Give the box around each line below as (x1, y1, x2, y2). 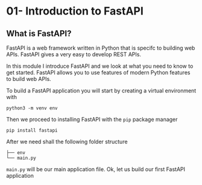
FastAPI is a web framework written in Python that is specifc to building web (6, 44, 195, 51)
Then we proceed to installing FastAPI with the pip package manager (6, 116, 178, 123)
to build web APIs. (6, 76, 51, 82)
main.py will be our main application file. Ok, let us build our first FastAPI (6, 166, 186, 173)
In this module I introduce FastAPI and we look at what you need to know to (6, 62, 194, 70)
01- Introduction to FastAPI (6, 4, 144, 18)
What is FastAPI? (6, 28, 72, 39)
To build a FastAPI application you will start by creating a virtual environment (6, 87, 197, 94)
